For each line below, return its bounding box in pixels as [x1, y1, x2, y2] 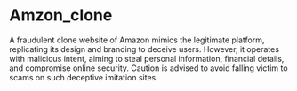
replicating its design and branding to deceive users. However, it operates [9, 43, 280, 54]
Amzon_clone [9, 5, 113, 26]
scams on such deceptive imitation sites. [9, 72, 158, 82]
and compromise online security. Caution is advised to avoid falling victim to [9, 63, 288, 73]
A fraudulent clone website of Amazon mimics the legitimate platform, [9, 34, 265, 45]
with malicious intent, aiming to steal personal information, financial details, [9, 53, 285, 64]
